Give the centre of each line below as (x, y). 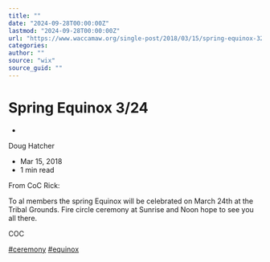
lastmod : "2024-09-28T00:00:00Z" (64, 31)
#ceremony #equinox (44, 249)
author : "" (27, 53)
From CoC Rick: (34, 185)
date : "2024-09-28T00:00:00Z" (59, 23)
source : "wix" (32, 61)
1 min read (37, 170)
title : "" (25, 16)
